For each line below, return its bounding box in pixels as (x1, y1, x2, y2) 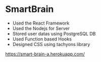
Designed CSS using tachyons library (12, 41, 90, 47)
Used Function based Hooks (12, 36, 72, 42)
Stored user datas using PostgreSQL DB (12, 30, 96, 36)
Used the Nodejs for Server (12, 25, 70, 31)
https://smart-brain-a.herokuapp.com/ (5, 51, 85, 57)
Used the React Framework (12, 20, 70, 26)
